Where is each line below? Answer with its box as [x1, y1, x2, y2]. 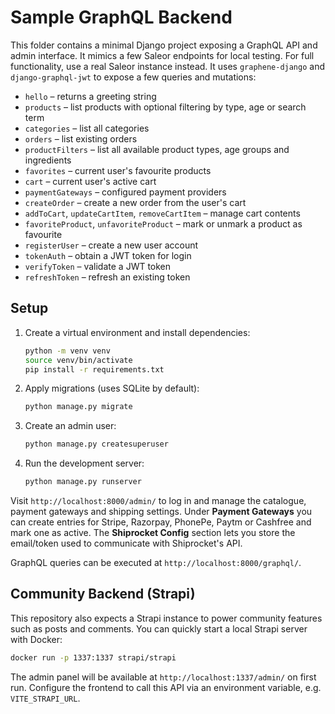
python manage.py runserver [24, 477, 142, 487]
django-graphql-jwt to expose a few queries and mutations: [10, 71, 257, 83]
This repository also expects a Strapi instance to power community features [10, 612, 323, 624]
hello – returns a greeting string [24, 90, 157, 102]
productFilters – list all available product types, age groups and [24, 143, 290, 155]
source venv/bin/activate [24, 355, 133, 365]
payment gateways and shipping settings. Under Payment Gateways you [10, 506, 313, 517]
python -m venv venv [24, 346, 111, 356]
